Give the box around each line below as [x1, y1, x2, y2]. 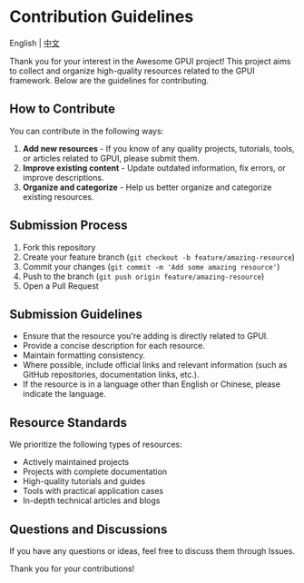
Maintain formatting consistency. [22, 350, 145, 361]
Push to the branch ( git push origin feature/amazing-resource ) [22, 271, 265, 282]
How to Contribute [9, 102, 116, 117]
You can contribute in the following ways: [9, 125, 164, 136]
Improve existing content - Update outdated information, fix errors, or [22, 162, 286, 173]
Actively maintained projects [22, 457, 130, 468]
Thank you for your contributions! [9, 563, 135, 574]
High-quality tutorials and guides [22, 476, 146, 487]
